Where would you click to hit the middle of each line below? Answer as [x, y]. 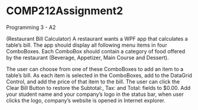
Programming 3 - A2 [31, 27]
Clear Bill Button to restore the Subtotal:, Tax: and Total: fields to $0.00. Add [98, 88]
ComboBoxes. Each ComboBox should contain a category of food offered [96, 51]
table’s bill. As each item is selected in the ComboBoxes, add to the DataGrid [99, 75]
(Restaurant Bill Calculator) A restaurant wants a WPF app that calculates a [97, 38]
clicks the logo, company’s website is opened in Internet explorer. [86, 100]
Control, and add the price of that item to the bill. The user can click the [93, 82]
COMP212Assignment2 [65, 11]
